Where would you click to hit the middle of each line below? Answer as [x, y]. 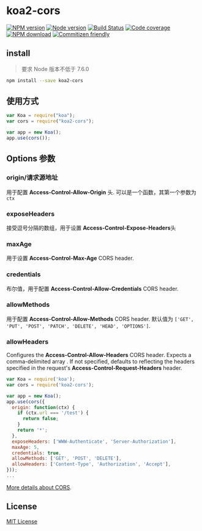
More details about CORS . [39, 487]
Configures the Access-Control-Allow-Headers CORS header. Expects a [99, 355]
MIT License [22, 521]
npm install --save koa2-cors [45, 80]
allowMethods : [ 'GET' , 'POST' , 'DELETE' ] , [67, 459]
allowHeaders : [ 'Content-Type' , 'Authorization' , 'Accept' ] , [92, 464]
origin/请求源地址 [32, 178]
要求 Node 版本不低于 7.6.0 [55, 69]
